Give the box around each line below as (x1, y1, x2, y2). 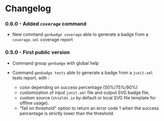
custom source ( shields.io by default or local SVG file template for (19, 95, 156, 100)
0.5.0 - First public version (5, 49, 70, 56)
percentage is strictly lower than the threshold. (19, 110, 115, 116)
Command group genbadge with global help (12, 60, 99, 66)
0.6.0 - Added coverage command (5, 21, 87, 27)
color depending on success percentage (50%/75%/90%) (19, 84, 138, 90)
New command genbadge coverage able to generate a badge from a (12, 31, 149, 37)
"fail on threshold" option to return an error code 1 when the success (19, 105, 159, 111)
